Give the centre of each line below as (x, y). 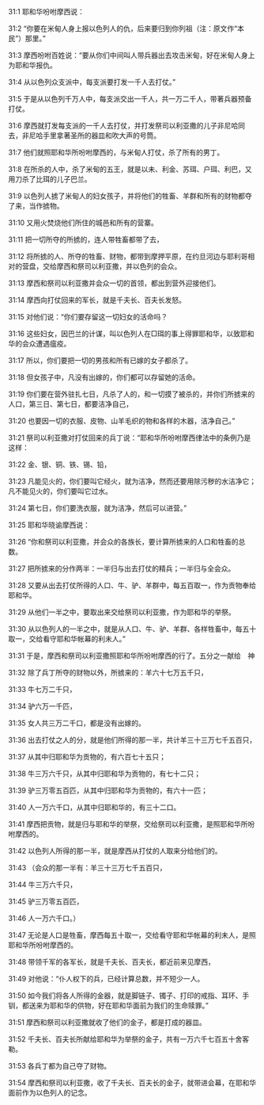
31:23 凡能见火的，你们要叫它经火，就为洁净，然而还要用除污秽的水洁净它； (132, 481)
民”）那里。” (27, 38)
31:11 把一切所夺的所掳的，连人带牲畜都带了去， (86, 239)
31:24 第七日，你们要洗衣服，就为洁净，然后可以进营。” (98, 508)
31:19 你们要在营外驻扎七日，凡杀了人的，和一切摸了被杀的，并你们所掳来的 (132, 394)
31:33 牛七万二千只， (42, 689)
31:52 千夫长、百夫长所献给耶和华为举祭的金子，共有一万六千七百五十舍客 (129, 1039)
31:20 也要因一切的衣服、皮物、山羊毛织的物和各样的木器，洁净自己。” (122, 421)
